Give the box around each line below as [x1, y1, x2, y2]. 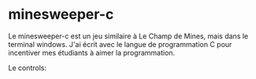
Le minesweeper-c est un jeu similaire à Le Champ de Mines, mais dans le [8, 31, 249, 41]
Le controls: [8, 63, 47, 72]
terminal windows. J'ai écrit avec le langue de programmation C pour [8, 39, 232, 48]
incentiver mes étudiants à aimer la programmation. [8, 48, 176, 57]
